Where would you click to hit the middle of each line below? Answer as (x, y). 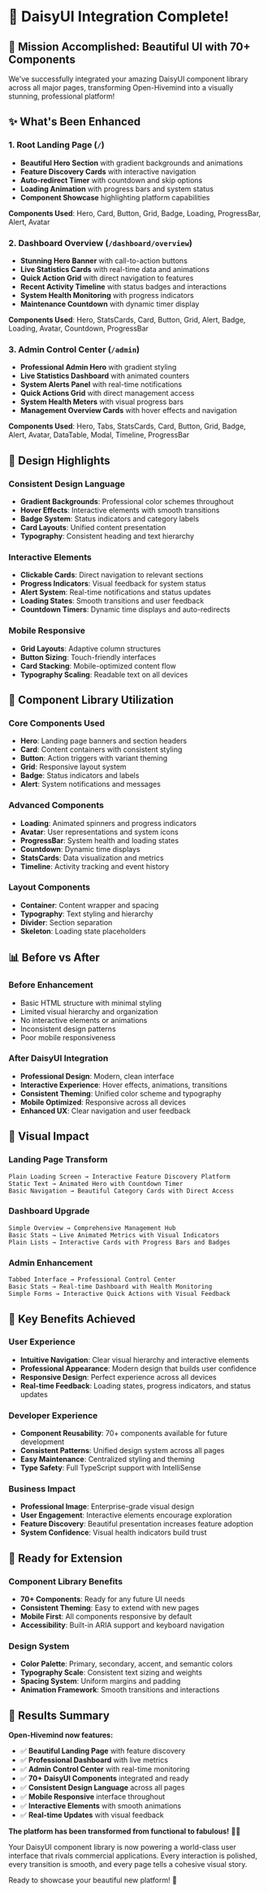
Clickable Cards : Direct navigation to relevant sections (112, 575)
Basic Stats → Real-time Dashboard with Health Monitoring (110, 1287)
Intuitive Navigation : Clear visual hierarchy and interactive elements (134, 1359)
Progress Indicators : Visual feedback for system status (113, 584)
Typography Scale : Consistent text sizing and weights (111, 1672)
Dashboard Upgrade (49, 1211)
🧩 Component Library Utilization (91, 700)
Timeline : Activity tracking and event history (95, 866)
